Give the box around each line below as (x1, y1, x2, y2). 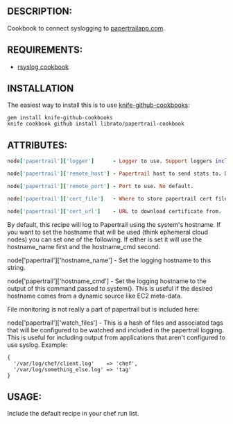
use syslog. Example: (7, 340, 68, 349)
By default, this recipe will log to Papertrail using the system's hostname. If (7, 220, 221, 228)
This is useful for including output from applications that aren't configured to (7, 333, 225, 341)
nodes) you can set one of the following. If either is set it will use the (7, 235, 202, 244)
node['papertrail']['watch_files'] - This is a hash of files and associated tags (7, 319, 223, 327)
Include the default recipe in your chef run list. (7, 409, 139, 418)
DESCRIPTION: (7, 6, 73, 17)
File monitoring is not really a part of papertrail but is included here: (7, 305, 200, 313)
